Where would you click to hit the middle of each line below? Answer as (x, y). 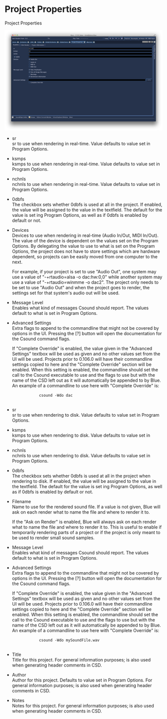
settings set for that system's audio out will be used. (66, 293)
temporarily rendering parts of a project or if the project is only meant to (86, 532)
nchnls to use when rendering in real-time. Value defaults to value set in (86, 184)
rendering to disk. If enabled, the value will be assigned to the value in (84, 481)
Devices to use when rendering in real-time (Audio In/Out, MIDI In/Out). (85, 235)
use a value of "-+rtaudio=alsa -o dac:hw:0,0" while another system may (87, 277)
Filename (21, 501)
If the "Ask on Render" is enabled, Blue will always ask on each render (84, 522)
